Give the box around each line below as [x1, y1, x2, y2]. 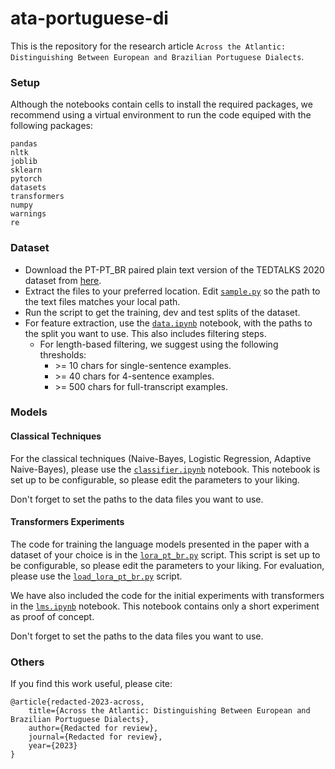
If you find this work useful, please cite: [10, 678, 173, 690]
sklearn [10, 165, 43, 176]
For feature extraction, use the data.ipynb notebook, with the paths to [24, 317, 313, 329]
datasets [10, 183, 47, 193]
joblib [10, 157, 38, 167]
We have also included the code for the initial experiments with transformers [10, 589, 325, 601]
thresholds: [39, 348, 87, 361]
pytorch [10, 174, 43, 184]
